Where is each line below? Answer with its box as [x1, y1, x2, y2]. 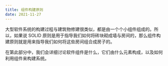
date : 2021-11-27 [5, 12, 41, 17]
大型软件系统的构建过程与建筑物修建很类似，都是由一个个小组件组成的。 [5, 26, 154, 32]
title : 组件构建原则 [5, 7, 43, 12]
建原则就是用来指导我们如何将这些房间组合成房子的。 [5, 38, 115, 45]
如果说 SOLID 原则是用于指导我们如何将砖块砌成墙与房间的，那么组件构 [13, 32, 161, 38]
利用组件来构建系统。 [5, 55, 49, 61]
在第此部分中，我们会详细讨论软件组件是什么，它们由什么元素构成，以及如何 [5, 49, 163, 55]
